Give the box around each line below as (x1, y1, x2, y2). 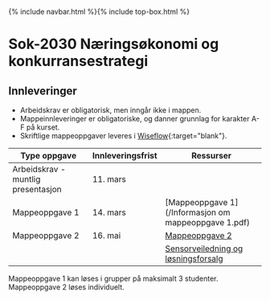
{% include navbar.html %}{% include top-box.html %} (8, 7, 190, 16)
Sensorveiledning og (165, 243, 243, 254)
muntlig (12, 174, 41, 184)
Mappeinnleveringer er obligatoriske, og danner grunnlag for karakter (19, 114, 251, 123)
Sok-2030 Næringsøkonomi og (8, 35, 219, 53)
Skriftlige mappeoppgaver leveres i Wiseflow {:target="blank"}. (19, 131, 227, 140)
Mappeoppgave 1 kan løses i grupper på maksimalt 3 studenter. (8, 273, 219, 283)
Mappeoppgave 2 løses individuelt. (8, 282, 125, 292)
